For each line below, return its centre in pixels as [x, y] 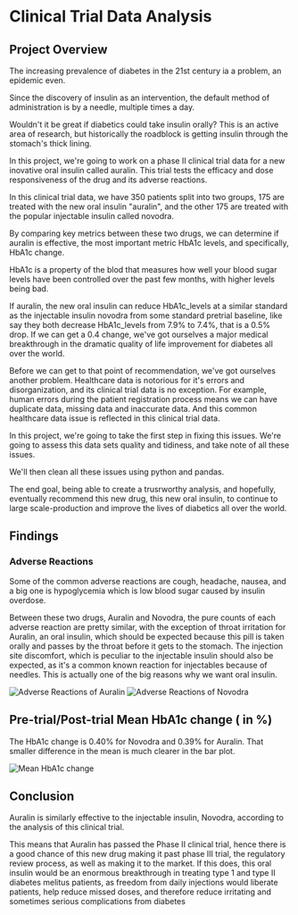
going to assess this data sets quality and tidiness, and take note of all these [149, 445]
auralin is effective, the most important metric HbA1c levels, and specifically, [149, 243]
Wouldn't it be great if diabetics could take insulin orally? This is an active [144, 124]
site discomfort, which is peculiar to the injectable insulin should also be [141, 655]
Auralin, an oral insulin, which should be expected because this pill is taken [147, 636]
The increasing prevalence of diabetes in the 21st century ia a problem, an [145, 71]
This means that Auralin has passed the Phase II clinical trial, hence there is [148, 844]
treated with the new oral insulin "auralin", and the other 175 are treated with [149, 206]
